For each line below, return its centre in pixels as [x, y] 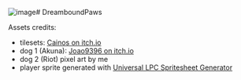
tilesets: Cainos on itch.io [60, 42]
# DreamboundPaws [69, 12]
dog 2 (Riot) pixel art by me [64, 59]
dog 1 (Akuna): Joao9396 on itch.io [76, 51]
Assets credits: [32, 27]
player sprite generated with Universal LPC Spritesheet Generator [126, 67]
